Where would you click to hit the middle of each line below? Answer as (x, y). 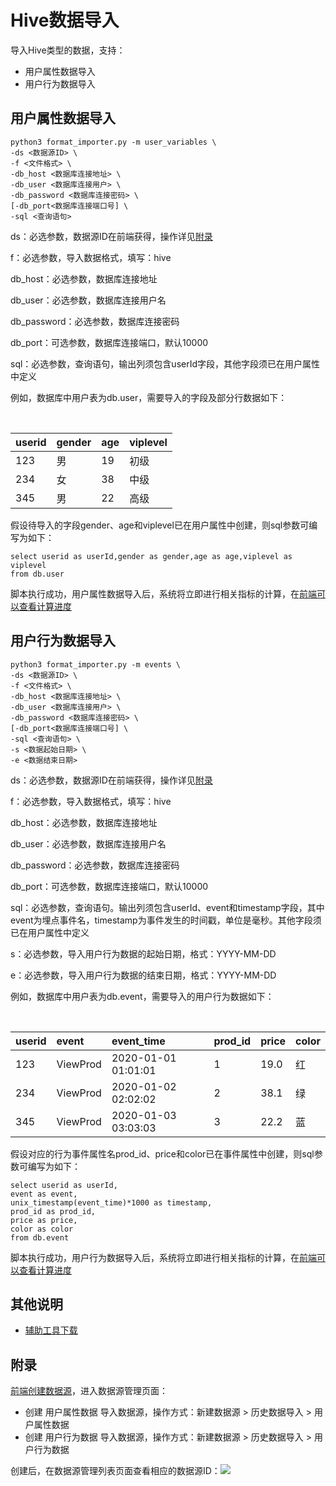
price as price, (44, 1220)
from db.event (40, 1237)
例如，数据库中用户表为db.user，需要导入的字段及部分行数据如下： (149, 397)
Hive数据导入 (65, 20)
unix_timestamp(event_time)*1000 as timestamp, (111, 1202)
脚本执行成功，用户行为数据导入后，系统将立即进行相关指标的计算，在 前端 (163, 1257)
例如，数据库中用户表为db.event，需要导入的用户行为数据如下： (142, 996)
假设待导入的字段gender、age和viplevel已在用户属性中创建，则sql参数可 (160, 525)
